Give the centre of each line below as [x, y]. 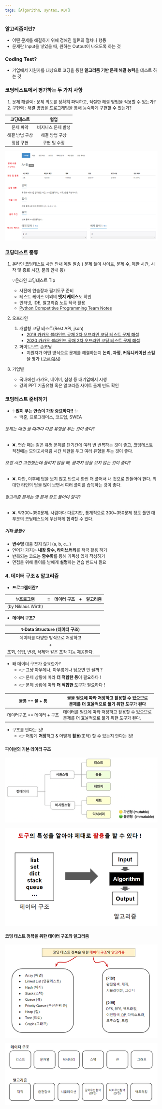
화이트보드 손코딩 [36, 347]
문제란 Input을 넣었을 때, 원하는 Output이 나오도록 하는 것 [66, 46]
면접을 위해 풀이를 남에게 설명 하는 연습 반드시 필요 [59, 562]
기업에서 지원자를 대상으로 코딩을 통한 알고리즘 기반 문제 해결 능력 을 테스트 [82, 70]
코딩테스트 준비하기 [26, 399]
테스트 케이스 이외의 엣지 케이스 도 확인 [55, 297]
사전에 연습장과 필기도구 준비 [46, 290]
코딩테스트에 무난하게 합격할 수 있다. [59, 519]
